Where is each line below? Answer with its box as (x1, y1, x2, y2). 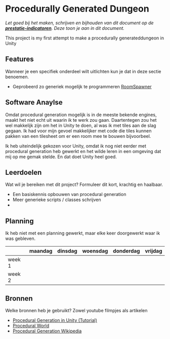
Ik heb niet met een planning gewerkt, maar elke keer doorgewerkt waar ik (5, 230, 160, 236)
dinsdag (57, 248, 77, 255)
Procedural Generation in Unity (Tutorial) (12, 317, 98, 323)
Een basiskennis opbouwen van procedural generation (12, 191, 126, 198)
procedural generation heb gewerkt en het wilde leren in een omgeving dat (5, 148, 161, 154)
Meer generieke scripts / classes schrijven (12, 197, 101, 203)
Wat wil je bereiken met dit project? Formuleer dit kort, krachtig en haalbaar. (5, 181, 163, 187)
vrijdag (145, 248, 162, 255)
